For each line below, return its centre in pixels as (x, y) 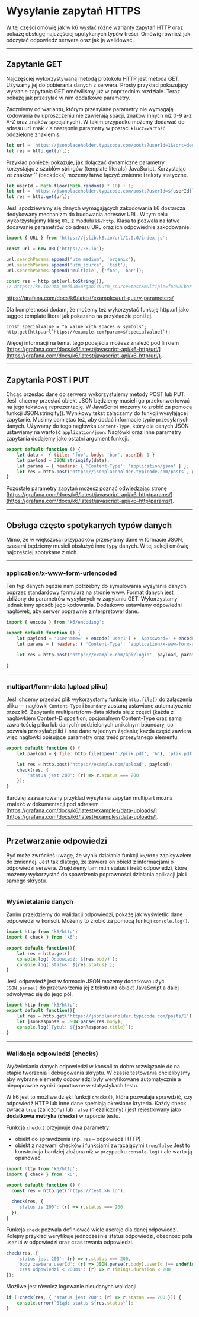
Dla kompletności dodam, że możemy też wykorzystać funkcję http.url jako (98, 310)
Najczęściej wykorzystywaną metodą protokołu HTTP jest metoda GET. (93, 78)
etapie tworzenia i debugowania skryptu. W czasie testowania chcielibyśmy (98, 1073)
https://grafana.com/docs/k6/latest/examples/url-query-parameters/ (90, 298)
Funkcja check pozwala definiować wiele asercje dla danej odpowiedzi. (92, 1230)
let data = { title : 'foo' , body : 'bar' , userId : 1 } (86, 455)
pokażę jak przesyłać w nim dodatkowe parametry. (68, 98)
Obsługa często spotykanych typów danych (89, 525)
